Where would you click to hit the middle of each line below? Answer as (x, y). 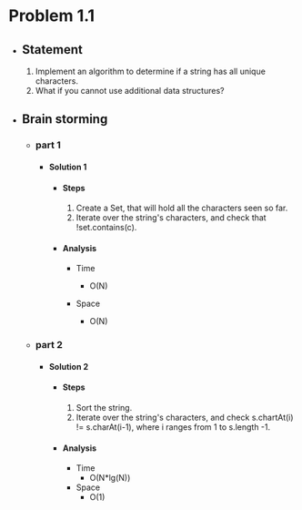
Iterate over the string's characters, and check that (171, 218)
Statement (52, 50)
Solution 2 (69, 366)
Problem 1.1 (52, 16)
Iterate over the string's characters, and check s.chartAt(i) (185, 418)
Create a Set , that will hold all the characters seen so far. (182, 208)
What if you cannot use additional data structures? (130, 91)
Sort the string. (104, 408)
